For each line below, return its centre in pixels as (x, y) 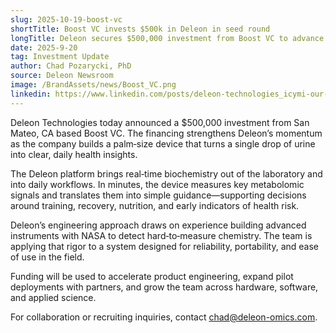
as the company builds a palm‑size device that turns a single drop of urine (163, 143)
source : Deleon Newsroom (62, 76)
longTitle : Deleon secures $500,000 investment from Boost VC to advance (167, 38)
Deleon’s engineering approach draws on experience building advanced (158, 225)
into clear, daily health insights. (74, 154)
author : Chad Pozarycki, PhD (71, 66)
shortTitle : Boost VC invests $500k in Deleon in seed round (140, 29)
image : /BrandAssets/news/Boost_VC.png (93, 85)
